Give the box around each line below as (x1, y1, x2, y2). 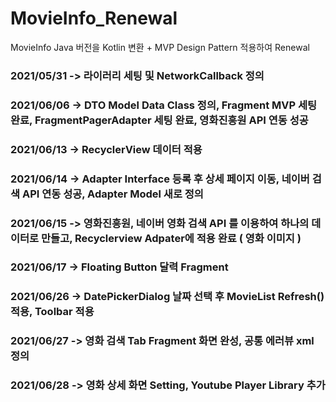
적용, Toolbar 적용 (10, 305, 95, 319)
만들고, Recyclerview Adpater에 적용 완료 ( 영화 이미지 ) (41, 231, 302, 245)
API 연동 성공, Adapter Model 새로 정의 (21, 187, 204, 201)
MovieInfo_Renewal (10, 7, 178, 30)
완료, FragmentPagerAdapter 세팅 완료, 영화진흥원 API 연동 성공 (10, 113, 309, 127)
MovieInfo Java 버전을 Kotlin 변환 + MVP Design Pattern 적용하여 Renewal (10, 41, 310, 53)
